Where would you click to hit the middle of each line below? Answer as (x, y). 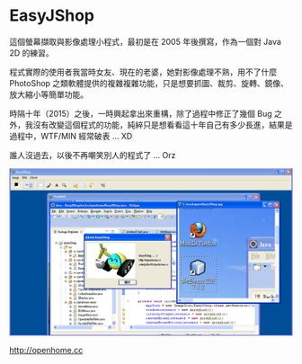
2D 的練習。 (31, 53)
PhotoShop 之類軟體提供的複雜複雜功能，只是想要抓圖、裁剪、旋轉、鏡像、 (149, 83)
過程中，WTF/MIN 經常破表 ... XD (71, 136)
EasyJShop (52, 16)
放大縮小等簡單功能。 (49, 94)
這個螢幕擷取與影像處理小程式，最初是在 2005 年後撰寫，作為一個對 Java (145, 41)
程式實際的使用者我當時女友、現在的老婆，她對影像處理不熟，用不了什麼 (143, 72)
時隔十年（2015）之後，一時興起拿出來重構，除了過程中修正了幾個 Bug (141, 113)
